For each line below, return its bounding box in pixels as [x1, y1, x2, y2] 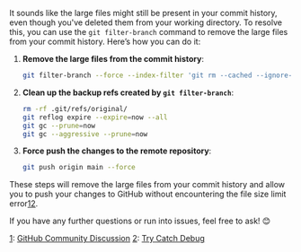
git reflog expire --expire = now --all [22, 112, 168, 122]
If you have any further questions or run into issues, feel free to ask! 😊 [9, 215, 271, 227]
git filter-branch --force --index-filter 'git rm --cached [22, 71, 252, 80]
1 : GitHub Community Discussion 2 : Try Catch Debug [9, 233, 205, 244]
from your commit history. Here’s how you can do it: [9, 36, 201, 47]
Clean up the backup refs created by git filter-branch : [22, 87, 235, 98]
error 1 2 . [9, 198, 39, 209]
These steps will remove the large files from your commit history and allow [9, 179, 286, 190]
